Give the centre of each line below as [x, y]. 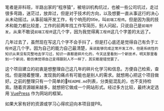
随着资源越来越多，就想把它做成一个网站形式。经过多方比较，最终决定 [84, 87]
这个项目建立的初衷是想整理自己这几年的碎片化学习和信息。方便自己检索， [80, 69]
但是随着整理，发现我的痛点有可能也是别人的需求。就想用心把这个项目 [84, 75]
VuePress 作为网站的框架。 [38, 93]
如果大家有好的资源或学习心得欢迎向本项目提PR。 [55, 104]
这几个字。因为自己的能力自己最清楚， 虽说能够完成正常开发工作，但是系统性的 [85, 48]
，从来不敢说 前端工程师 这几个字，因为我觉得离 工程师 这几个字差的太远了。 [81, 32]
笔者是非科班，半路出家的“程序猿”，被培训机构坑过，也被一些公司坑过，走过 [82, 7]
